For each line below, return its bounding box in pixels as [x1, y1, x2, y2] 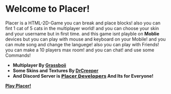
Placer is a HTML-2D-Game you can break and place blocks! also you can [5, 20, 161, 26]
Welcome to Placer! [5, 3, 90, 15]
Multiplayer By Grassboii [12, 62, 66, 68]
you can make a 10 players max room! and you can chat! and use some [5, 47, 155, 53]
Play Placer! [5, 82, 32, 89]
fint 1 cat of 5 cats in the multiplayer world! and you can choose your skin [5, 25, 159, 31]
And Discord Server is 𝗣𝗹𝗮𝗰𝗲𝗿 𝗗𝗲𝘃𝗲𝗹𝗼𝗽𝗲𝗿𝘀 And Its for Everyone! [12, 73, 154, 79]
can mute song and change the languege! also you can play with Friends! [5, 41, 159, 47]
